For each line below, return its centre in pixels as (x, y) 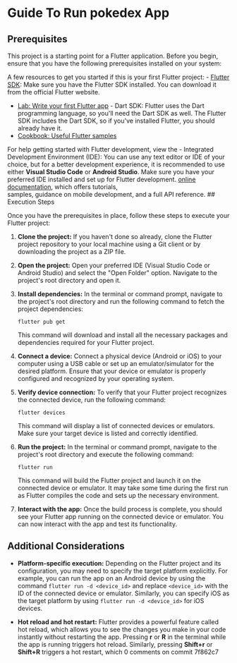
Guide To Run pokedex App (89, 13)
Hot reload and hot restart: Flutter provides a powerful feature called (118, 621)
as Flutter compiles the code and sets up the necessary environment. (118, 495)
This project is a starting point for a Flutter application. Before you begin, (113, 56)
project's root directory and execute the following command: (105, 454)
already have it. (40, 128)
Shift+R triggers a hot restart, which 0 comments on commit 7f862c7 (118, 652)
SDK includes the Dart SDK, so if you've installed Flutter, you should (116, 121)
